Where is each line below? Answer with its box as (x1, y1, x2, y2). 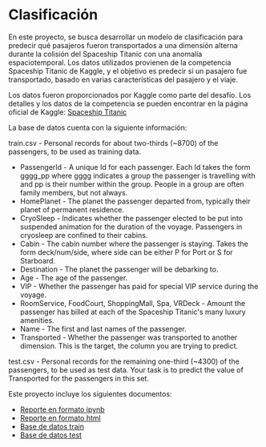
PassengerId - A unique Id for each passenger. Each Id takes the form (19, 162, 251, 171)
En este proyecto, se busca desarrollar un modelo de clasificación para (8, 32, 244, 42)
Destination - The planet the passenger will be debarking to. (19, 264, 219, 274)
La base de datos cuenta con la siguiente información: (8, 123, 187, 132)
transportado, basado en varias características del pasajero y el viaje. (8, 74, 239, 84)
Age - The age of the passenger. (19, 272, 128, 282)
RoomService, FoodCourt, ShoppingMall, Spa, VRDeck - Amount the (19, 298, 246, 308)
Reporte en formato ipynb (19, 405, 106, 414)
